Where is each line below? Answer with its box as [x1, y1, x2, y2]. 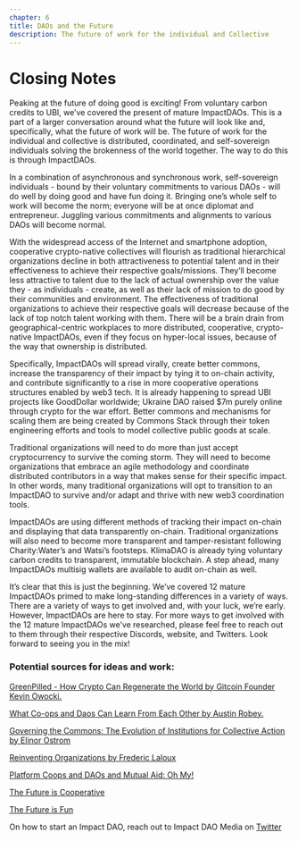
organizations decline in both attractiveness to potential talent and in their [9, 256, 279, 266]
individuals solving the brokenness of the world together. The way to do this [9, 145, 288, 156]
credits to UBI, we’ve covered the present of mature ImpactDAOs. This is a [9, 107, 283, 118]
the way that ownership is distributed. [9, 341, 148, 352]
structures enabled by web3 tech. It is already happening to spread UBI [9, 387, 272, 398]
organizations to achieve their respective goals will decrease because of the [9, 303, 290, 314]
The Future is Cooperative [9, 786, 105, 797]
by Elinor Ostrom [9, 735, 71, 745]
